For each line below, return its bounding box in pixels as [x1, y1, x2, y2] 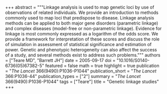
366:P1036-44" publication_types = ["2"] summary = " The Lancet [5, 73, 141, 79]
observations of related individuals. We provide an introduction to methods [5, 9, 159, 15]
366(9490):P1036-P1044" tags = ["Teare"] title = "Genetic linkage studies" [5, 78, 159, 84]
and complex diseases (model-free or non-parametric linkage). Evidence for [5, 25, 162, 31]
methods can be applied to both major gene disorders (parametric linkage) [5, 20, 159, 26]
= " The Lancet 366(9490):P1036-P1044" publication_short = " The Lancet [5, 68, 157, 74]
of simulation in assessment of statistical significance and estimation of [5, 41, 152, 47]
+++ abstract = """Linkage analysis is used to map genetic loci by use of [5, 4, 155, 10]
